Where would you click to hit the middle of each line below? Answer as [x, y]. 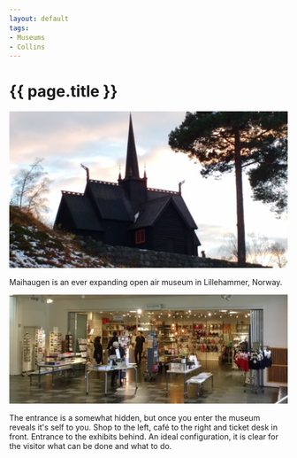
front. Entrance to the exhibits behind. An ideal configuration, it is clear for [144, 437]
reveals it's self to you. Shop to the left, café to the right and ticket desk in [144, 427]
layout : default [39, 19]
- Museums [27, 37]
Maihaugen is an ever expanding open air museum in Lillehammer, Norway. [146, 283]
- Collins [27, 47]
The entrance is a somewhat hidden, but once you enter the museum [135, 418]
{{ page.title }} [64, 92]
